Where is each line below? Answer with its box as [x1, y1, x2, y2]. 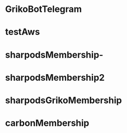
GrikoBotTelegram [5, 3, 82, 15]
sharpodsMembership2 [5, 72, 105, 83]
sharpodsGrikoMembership [5, 95, 122, 106]
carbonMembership [5, 118, 90, 129]
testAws [5, 26, 40, 38]
